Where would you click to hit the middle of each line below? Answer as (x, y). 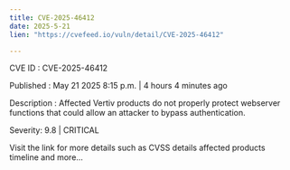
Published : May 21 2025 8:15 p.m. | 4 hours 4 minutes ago (118, 86)
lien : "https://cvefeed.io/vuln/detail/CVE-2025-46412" (117, 34)
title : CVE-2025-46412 (52, 18)
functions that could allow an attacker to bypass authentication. (127, 113)
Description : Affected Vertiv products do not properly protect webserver (145, 103)
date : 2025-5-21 (40, 26)
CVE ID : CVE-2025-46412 (59, 68)
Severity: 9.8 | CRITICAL (54, 130)
